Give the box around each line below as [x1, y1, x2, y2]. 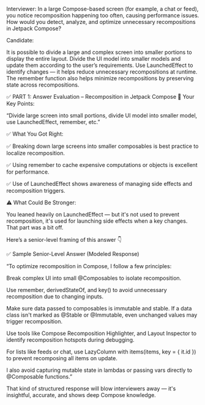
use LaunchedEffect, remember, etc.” [6, 118, 100, 125]
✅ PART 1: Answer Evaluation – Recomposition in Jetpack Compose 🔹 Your [6, 93, 195, 100]
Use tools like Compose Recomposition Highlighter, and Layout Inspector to [6, 330, 197, 337]
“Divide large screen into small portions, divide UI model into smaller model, [6, 112, 198, 119]
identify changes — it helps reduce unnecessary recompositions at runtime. [6, 68, 198, 75]
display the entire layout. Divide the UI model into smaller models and [6, 55, 181, 62]
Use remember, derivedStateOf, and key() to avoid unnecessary [6, 287, 167, 293]
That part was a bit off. [6, 224, 64, 231]
